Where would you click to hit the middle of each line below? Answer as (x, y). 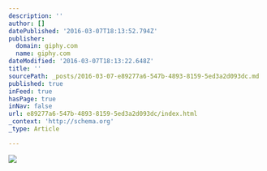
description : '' (36, 16)
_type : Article (34, 129)
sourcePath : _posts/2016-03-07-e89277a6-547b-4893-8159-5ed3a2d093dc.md (134, 76)
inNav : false (30, 106)
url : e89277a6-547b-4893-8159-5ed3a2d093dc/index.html (103, 114)
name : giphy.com (43, 53)
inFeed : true (30, 91)
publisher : (27, 38)
